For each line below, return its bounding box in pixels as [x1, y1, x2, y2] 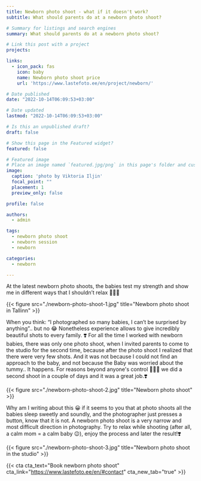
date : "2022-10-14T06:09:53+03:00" [6, 96, 95, 102]
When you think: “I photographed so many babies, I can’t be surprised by [6, 319, 187, 326]
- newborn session [11, 239, 58, 245]
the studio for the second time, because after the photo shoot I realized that [6, 347, 193, 354]
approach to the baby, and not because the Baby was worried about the [6, 359, 184, 367]
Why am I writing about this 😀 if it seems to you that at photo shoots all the [6, 404, 191, 412]
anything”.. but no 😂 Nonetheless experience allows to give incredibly [6, 325, 180, 332]
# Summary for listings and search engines [6, 25, 117, 31]
